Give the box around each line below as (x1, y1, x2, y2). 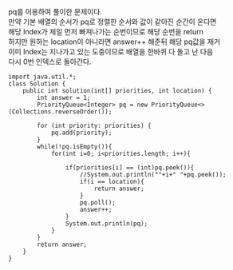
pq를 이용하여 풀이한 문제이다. (8, 7, 102, 16)
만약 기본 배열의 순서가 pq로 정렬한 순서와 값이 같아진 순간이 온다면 (8, 17, 217, 26)
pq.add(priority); (50, 129, 113, 137)
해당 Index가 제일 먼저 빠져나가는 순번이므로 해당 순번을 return (8, 27, 203, 36)
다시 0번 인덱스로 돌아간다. (8, 57, 92, 66)
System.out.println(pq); (65, 220, 148, 228)
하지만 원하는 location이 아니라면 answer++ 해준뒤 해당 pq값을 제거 (8, 37, 221, 46)
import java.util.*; (8, 73, 77, 81)
